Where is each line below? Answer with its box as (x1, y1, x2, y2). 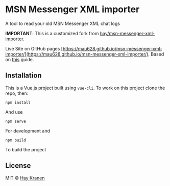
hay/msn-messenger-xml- (100, 30, 155, 36)
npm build (5, 138, 27, 143)
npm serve (5, 119, 27, 124)
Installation (5, 71, 42, 80)
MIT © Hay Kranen (5, 175, 45, 181)
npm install (5, 100, 31, 105)
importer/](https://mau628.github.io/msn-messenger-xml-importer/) (5, 51, 149, 57)
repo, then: (5, 90, 29, 96)
